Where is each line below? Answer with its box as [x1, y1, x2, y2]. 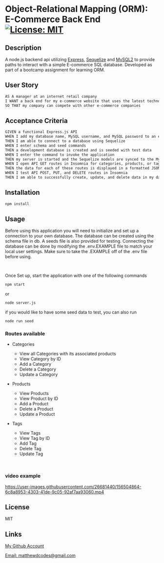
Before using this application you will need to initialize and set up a [5, 228, 139, 234]
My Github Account [5, 543, 44, 549]
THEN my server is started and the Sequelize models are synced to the [5, 157, 154, 162]
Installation [5, 188, 40, 197]
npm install [5, 201, 29, 206]
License [5, 503, 30, 511]
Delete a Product [19, 406, 54, 412]
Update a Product [19, 411, 55, 417]
